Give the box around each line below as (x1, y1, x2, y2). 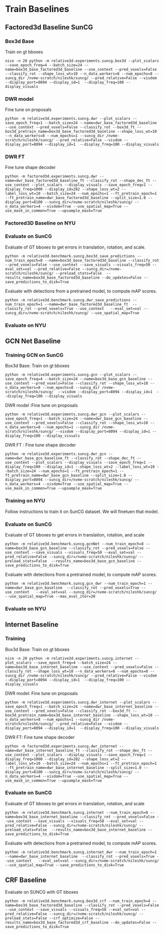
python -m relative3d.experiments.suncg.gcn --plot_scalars (5, 372, 131, 377)
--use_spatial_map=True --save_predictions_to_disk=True (5, 862, 124, 868)
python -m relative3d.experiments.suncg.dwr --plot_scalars (5, 116, 131, 121)
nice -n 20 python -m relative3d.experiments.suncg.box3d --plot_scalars (5, 58, 160, 63)
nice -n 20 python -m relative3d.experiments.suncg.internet (5, 656, 133, 661)
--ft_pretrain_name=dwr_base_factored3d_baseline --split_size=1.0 (5, 196, 146, 200)
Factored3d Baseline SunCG (5, 23, 93, 31)
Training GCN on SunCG (5, 351, 64, 358)
